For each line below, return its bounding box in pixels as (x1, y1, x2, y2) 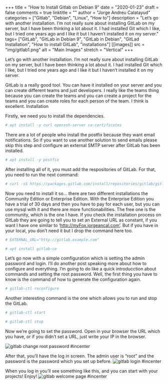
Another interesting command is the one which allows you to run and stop (5, 295, 157, 301)
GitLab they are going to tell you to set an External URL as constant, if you (5, 217, 157, 223)
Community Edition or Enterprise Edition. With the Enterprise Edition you (5, 195, 154, 201)
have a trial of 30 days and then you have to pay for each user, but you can (5, 201, 160, 207)
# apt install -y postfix (5, 157, 59, 162)
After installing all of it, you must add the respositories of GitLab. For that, (5, 166, 156, 172)
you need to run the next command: (5, 171, 79, 177)
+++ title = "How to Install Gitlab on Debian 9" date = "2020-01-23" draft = (5, 4, 159, 10)
